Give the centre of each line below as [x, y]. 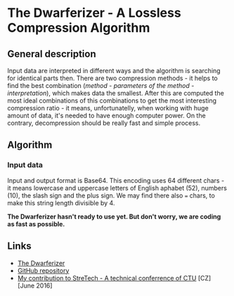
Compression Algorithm [79, 28]
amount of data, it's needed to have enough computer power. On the [106, 115]
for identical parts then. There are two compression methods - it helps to [112, 78]
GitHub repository [43, 270]
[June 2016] [35, 285]
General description [52, 54]
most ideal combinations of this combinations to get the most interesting [112, 101]
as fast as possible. [36, 224]
